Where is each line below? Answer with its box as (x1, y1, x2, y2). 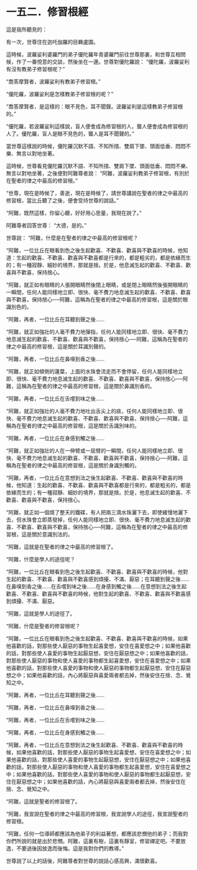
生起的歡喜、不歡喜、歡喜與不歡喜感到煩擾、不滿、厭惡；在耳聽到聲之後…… (6, 575, 190, 582)
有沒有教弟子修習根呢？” (6, 65, 66, 72)
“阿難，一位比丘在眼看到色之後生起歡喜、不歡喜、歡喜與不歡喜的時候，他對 (6, 568, 189, 575)
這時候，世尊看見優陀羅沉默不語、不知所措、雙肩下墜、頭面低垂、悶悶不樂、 (6, 162, 191, 169)
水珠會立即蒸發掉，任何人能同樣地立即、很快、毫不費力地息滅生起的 (21, 516, 186, 523)
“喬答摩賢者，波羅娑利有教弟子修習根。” (6, 77, 101, 85)
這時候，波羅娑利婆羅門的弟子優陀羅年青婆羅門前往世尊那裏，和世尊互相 (6, 50, 181, 58)
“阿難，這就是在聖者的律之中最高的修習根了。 (6, 543, 117, 550)
